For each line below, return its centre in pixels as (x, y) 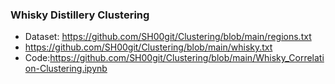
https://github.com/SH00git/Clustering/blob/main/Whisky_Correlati (187, 58)
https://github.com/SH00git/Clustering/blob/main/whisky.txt (148, 47)
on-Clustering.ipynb (66, 69)
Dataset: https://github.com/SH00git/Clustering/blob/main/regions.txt (168, 37)
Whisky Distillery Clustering (80, 15)
